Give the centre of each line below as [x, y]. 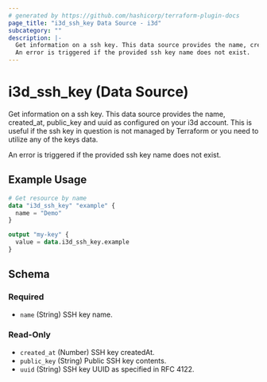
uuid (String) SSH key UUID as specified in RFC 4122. [107, 369]
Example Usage [48, 180]
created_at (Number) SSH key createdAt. [87, 352]
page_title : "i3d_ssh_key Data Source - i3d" [85, 23]
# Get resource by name [48, 198]
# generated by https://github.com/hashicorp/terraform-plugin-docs [124, 16]
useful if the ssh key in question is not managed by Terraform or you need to [133, 131]
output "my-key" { [39, 235]
